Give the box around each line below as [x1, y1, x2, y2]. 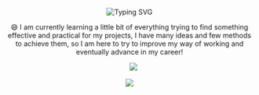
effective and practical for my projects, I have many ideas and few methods [8, 31, 251, 40]
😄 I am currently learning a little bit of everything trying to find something [10, 23, 249, 31]
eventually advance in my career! [75, 47, 184, 56]
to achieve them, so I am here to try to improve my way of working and [15, 39, 244, 48]
